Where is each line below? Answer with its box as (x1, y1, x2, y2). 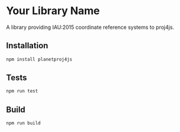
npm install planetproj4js (6, 56, 73, 62)
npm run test (6, 88, 38, 94)
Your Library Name (6, 4, 100, 18)
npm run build (6, 120, 41, 126)
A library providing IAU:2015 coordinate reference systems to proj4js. (6, 24, 175, 31)
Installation (6, 41, 48, 51)
